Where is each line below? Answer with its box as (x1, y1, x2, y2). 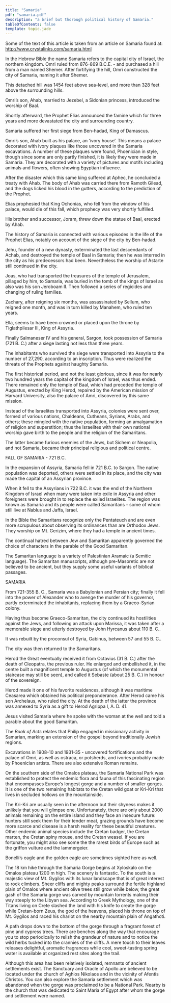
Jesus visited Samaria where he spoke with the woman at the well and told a (5, 713, 165, 719)
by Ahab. (5, 221, 24, 227)
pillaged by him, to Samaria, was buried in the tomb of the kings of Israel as (5, 278, 163, 285)
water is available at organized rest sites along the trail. (5, 950, 121, 957)
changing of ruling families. (5, 289, 63, 295)
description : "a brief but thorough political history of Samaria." (5, 17, 154, 22)
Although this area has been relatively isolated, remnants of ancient (5, 960, 147, 966)
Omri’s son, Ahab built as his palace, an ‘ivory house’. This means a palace (5, 138, 161, 144)
